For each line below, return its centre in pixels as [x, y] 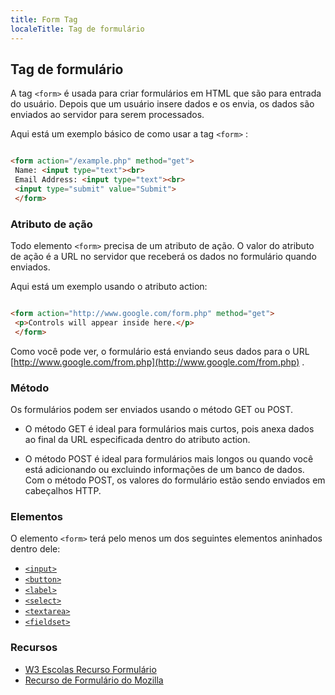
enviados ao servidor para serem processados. [107, 115]
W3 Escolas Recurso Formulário [90, 669]
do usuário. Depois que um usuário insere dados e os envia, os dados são [162, 104]
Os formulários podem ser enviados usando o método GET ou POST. [152, 409]
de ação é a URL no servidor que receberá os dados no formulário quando [163, 256]
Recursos [34, 648]
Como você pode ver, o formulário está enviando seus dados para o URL [160, 351]
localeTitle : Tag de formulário [77, 29]
